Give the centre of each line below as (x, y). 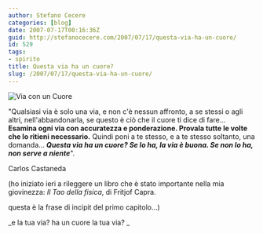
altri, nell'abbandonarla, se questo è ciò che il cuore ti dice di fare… (117, 119)
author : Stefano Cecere (47, 15)
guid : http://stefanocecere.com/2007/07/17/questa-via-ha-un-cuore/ (122, 37)
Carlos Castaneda (37, 168)
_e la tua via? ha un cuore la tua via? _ (69, 222)
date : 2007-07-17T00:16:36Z (54, 30)
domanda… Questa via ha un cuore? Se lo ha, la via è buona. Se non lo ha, (131, 144)
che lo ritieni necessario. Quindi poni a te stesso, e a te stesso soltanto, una (131, 136)
